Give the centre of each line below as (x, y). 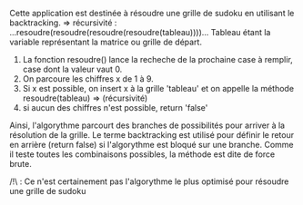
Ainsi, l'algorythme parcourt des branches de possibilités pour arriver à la (147, 125)
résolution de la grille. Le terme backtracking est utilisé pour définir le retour (151, 135)
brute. (20, 164)
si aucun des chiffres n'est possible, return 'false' (115, 107)
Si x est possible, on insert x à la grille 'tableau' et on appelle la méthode (158, 88)
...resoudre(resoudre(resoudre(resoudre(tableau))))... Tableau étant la (140, 32)
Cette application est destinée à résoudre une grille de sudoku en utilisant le (152, 13)
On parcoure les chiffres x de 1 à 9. (88, 79)
